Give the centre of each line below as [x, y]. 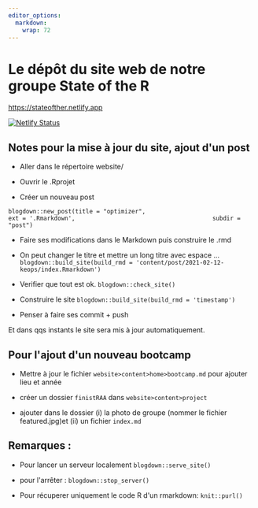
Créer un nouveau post [57, 197]
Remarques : [40, 446]
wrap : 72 [37, 30]
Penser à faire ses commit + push [74, 315]
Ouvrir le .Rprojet [47, 182]
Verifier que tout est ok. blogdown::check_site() [97, 284]
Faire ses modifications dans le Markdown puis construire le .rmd [125, 240]
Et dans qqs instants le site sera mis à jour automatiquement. [107, 330]
